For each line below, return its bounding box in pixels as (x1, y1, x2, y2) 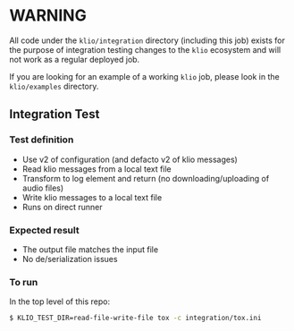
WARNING (9, 5, 87, 26)
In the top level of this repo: (9, 296, 110, 307)
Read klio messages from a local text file (21, 163, 172, 174)
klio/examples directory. (9, 81, 99, 91)
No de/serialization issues (21, 253, 118, 264)
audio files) (21, 182, 64, 193)
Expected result (9, 224, 80, 236)
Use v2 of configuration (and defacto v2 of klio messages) (21, 154, 239, 165)
